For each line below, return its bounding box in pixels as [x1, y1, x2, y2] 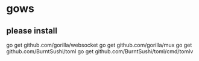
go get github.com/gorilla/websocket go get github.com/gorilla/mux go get [6, 41, 192, 48]
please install [6, 26, 57, 36]
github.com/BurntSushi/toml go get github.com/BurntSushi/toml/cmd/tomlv [6, 48, 194, 55]
